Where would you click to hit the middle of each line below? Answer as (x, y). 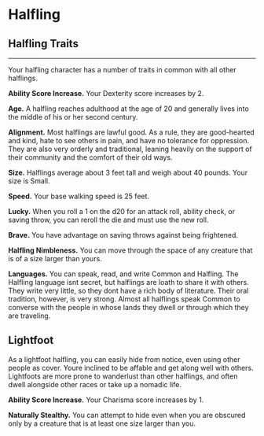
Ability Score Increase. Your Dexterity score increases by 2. (106, 93)
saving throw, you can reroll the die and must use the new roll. (108, 220)
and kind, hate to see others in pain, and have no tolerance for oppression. (129, 140)
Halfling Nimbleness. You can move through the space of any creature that (130, 250)
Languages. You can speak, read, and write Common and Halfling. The (123, 274)
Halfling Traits (43, 44)
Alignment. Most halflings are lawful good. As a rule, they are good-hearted (132, 132)
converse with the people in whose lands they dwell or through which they (128, 307)
